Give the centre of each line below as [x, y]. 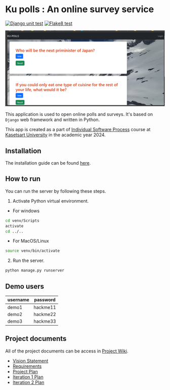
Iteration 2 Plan [28, 382]
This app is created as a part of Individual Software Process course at [78, 130]
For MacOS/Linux [31, 241]
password [45, 300]
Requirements [27, 366]
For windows [26, 211]
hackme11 [45, 307]
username [18, 300]
